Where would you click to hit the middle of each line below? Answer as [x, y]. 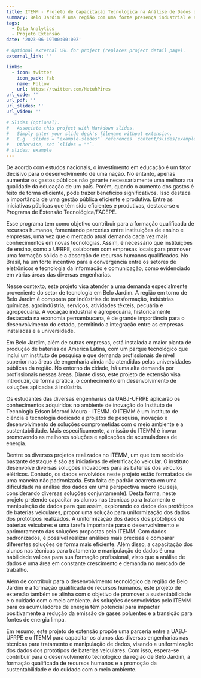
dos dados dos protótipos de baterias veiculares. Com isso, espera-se [93, 650]
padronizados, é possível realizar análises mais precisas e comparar [90, 538]
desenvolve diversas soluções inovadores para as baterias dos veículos [95, 467]
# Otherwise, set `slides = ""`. [51, 145]
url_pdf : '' [21, 100]
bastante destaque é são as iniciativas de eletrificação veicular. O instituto [98, 461]
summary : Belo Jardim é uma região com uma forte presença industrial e [99, 17]
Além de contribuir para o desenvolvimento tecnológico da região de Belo [97, 581]
